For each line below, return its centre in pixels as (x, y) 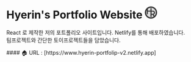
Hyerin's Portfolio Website (74, 15)
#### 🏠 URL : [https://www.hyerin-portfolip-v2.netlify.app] (81, 52)
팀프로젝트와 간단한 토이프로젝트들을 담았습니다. (63, 40)
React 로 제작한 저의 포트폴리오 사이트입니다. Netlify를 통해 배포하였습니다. (95, 32)
